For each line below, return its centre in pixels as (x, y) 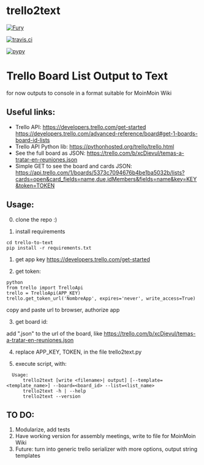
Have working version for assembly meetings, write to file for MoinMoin (105, 436)
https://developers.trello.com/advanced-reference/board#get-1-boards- (106, 133)
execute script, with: (41, 363)
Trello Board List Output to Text (87, 76)
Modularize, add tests (43, 430)
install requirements (40, 231)
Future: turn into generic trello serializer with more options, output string (106, 449)
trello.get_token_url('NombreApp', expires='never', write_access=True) (101, 298)
